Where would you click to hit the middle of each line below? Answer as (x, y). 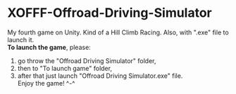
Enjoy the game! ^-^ (46, 83)
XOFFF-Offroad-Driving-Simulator (110, 13)
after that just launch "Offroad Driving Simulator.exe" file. (100, 76)
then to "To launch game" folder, (65, 68)
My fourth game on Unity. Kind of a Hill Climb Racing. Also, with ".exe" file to (118, 32)
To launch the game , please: (49, 47)
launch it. (21, 39)
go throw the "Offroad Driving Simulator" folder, (87, 60)
